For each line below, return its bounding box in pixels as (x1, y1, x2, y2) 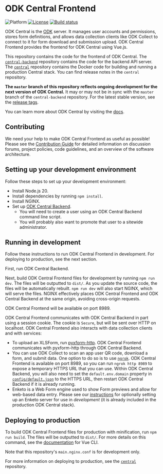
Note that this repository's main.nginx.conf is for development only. (5, 449, 141, 455)
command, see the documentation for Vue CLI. (5, 439, 99, 445)
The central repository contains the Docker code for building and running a (5, 64, 157, 70)
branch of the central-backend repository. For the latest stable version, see (5, 94, 155, 100)
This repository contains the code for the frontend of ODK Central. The (5, 53, 147, 59)
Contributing (5, 123, 45, 131)
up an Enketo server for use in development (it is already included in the (12, 397, 157, 403)
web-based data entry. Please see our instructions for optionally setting (12, 392, 156, 397)
